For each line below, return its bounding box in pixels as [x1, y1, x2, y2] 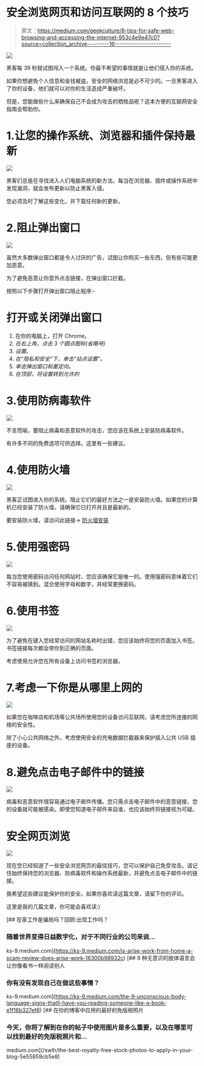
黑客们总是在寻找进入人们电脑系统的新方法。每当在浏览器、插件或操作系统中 [6, 177, 198, 184]
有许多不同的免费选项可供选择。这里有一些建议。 [6, 439, 129, 447]
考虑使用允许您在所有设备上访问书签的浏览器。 [6, 657, 123, 665]
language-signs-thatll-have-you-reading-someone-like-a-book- [6, 999, 167, 1006]
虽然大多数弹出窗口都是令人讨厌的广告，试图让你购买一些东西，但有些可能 [6, 253, 192, 261]
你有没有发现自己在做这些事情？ [6, 978, 100, 987]
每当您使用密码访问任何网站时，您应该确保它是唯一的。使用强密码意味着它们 [6, 573, 198, 580]
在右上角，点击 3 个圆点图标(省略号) [15, 339, 106, 347]
